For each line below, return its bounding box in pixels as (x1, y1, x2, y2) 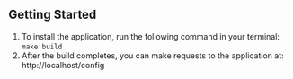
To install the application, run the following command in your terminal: (21, 31, 280, 41)
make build (21, 42, 63, 51)
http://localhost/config (21, 59, 105, 70)
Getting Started (8, 7, 97, 22)
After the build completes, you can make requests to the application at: (21, 49, 284, 61)
